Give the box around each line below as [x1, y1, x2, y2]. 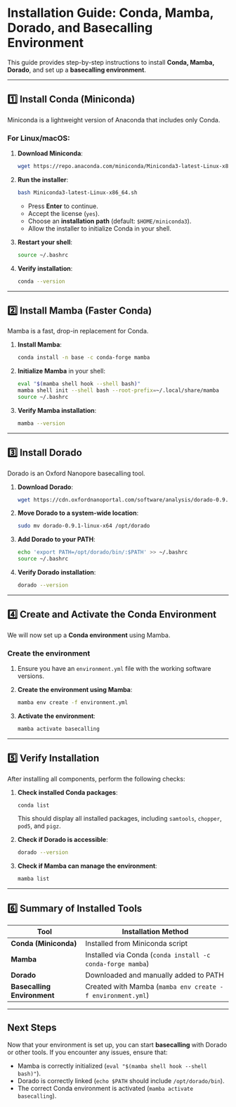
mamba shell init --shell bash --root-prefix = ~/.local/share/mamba [17, 387, 220, 395]
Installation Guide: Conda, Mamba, [7, 5, 214, 21]
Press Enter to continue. [27, 202, 98, 210]
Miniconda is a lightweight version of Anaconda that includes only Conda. [7, 115, 221, 124]
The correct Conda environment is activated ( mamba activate [17, 1084, 194, 1092]
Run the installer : [17, 175, 69, 184]
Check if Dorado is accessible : [17, 836, 108, 844]
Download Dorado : [17, 482, 74, 491]
